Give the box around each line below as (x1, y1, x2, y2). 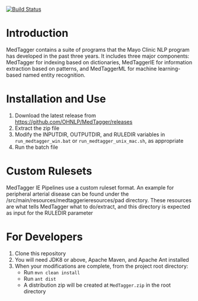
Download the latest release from (14, 112, 96, 119)
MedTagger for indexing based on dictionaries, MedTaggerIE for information (6, 58, 193, 65)
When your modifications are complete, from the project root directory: (14, 262, 189, 269)
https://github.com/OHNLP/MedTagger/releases (14, 118, 133, 125)
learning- (158, 65, 181, 72)
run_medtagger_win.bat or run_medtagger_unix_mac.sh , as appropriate (14, 137, 184, 144)
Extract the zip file (14, 124, 60, 131)
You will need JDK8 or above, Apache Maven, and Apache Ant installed (14, 256, 190, 263)
